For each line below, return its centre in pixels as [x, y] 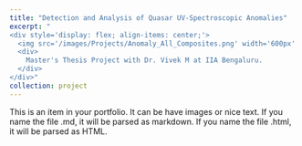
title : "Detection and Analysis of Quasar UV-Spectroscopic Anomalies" [148, 18]
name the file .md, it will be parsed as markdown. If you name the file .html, [151, 121]
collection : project [49, 86]
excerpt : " [30, 26]
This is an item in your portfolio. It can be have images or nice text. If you [146, 111]
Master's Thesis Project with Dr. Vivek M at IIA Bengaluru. [144, 60]
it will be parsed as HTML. [58, 131]
